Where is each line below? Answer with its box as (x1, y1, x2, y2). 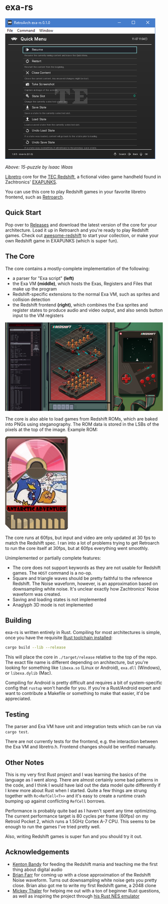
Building (5, 616, 31, 625)
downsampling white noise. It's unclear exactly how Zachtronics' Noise (12, 585, 159, 591)
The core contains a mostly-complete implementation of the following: (5, 265, 150, 271)
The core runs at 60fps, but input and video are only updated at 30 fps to (5, 534, 156, 540)
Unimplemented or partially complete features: (5, 554, 101, 561)
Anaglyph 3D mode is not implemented (12, 601, 93, 607)
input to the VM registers (12, 312, 64, 318)
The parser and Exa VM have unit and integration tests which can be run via (5, 723, 161, 729)
